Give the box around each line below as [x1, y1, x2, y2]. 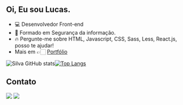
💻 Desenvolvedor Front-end [14, 21, 84, 28]
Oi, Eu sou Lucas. [6, 5, 71, 15]
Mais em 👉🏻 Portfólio [14, 48, 67, 55]
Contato [6, 77, 36, 87]
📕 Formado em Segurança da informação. [14, 29, 116, 36]
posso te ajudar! [14, 42, 54, 49]
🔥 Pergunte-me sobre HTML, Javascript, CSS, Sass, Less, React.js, [14, 35, 177, 42]
